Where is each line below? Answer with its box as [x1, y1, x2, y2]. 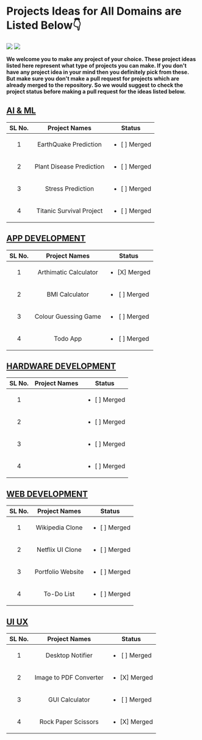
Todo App [54, 334, 82, 343]
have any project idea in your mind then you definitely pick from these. [6, 68, 189, 76]
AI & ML [6, 106, 37, 116]
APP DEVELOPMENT [6, 233, 86, 244]
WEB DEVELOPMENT [6, 488, 88, 499]
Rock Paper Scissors [39, 717, 99, 726]
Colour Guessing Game [34, 312, 101, 321]
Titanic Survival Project [36, 206, 103, 215]
